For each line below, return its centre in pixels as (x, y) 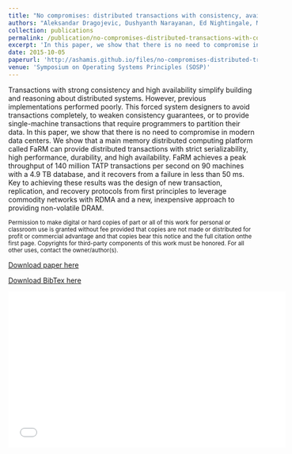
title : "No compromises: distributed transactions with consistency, (125, 15)
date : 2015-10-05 (37, 52)
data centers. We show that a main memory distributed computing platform (131, 140)
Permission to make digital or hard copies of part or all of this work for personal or (119, 222)
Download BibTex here (45, 280)
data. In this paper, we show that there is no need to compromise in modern (131, 132)
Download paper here (44, 265)
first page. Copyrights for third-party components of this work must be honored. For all (126, 243)
